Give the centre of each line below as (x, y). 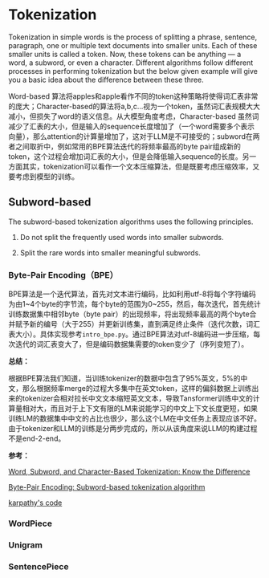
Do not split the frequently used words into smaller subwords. (122, 237)
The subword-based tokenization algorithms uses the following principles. (131, 222)
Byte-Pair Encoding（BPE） (63, 275)
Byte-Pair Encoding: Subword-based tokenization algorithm (107, 487)
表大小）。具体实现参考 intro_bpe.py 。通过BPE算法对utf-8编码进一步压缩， (131, 334)
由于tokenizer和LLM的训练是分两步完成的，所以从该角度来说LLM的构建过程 (133, 429)
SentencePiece (39, 566)
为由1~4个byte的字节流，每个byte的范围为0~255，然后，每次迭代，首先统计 (134, 304)
